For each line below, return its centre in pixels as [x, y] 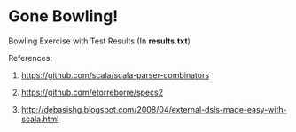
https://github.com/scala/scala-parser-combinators [115, 75]
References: [30, 58]
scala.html [40, 119]
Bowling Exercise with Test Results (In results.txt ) [100, 41]
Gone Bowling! [63, 16]
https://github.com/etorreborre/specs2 [92, 92]
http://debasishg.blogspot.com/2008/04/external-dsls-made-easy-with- [154, 109]
